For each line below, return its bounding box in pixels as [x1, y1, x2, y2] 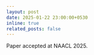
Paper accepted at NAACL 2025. [6, 42, 88, 50]
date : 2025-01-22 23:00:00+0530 [6, 15, 88, 21]
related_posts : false [6, 25, 61, 32]
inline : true [6, 20, 39, 26]
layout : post [6, 8, 39, 15]
